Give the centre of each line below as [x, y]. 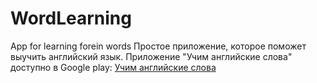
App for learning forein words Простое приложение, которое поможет [158, 46]
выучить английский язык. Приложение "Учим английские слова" [151, 56]
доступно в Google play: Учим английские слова [113, 67]
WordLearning [71, 18]
